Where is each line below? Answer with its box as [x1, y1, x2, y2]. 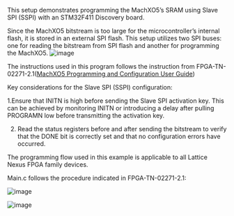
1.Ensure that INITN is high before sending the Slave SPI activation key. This [7, 97, 224, 105]
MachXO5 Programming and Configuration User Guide [36, 69, 193, 78]
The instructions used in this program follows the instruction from [7, 63, 195, 70]
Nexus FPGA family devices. [7, 160, 88, 169]
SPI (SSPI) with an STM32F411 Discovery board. [7, 13, 145, 22]
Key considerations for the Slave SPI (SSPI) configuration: [7, 83, 173, 91]
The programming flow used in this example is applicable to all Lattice [7, 153, 208, 161]
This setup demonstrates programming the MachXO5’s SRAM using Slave [7, 6, 218, 14]
